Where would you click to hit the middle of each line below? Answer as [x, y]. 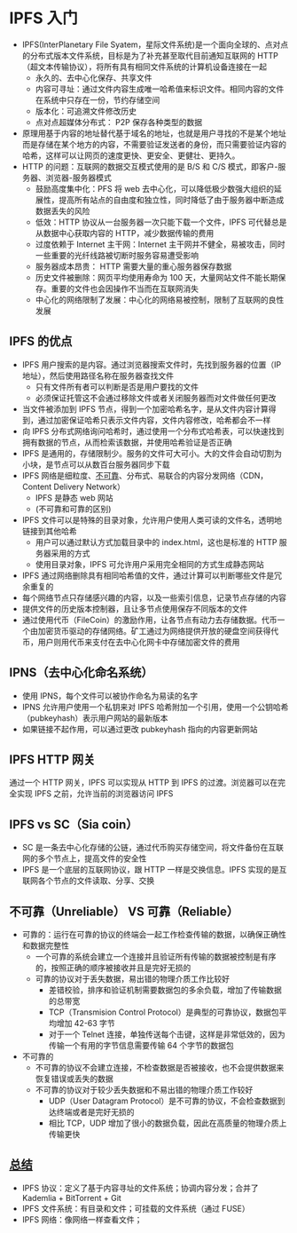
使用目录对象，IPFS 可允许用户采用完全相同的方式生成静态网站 [149, 564]
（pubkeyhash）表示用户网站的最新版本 [95, 718]
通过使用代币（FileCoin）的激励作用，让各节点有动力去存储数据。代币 [149, 620]
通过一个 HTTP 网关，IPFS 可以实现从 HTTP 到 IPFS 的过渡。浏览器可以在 [144, 783]
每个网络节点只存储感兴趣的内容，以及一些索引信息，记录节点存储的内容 [154, 597]
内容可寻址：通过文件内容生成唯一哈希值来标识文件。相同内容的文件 [160, 89]
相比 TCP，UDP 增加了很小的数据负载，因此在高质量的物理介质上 [168, 1123]
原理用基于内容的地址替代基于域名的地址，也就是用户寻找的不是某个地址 [154, 133]
